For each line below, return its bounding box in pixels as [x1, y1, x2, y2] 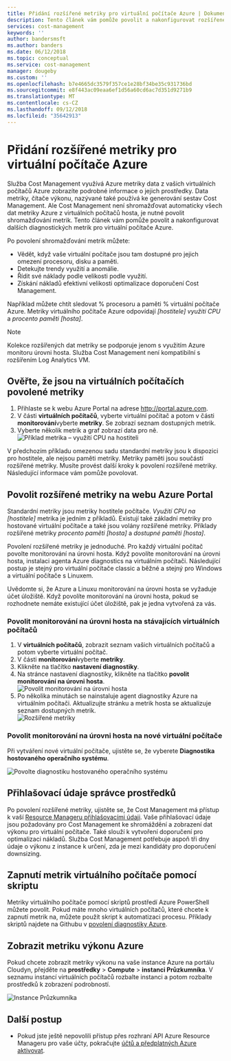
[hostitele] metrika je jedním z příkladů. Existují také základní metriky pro [7, 514, 212, 523]
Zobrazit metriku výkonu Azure [7, 940, 144, 952]
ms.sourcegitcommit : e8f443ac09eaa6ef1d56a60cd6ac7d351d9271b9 [7, 87, 192, 94]
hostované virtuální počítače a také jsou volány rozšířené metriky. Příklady [7, 522, 217, 530]
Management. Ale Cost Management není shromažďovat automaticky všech [7, 201, 223, 210]
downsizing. [7, 849, 42, 857]
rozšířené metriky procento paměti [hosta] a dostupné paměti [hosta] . [7, 529, 206, 537]
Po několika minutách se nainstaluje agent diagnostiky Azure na [16, 692, 198, 700]
